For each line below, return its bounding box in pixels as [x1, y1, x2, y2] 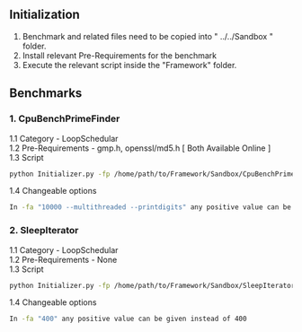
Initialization [9, 7, 81, 22]
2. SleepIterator [9, 224, 79, 237]
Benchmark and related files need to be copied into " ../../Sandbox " [22, 31, 274, 41]
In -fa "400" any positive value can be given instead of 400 [9, 314, 247, 324]
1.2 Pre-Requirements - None [9, 254, 118, 265]
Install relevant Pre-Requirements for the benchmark [22, 49, 218, 61]
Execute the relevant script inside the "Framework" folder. [22, 59, 237, 70]
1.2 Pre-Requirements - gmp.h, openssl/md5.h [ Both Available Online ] [9, 143, 271, 153]
